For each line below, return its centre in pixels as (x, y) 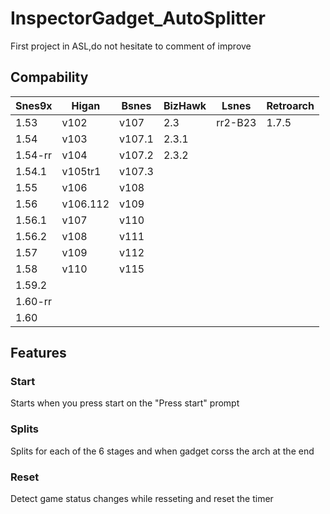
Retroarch (290, 105)
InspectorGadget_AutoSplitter (138, 18)
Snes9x (34, 105)
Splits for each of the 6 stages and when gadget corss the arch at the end (162, 451)
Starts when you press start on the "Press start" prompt (125, 403)
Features (38, 353)
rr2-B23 (236, 122)
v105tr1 (81, 171)
